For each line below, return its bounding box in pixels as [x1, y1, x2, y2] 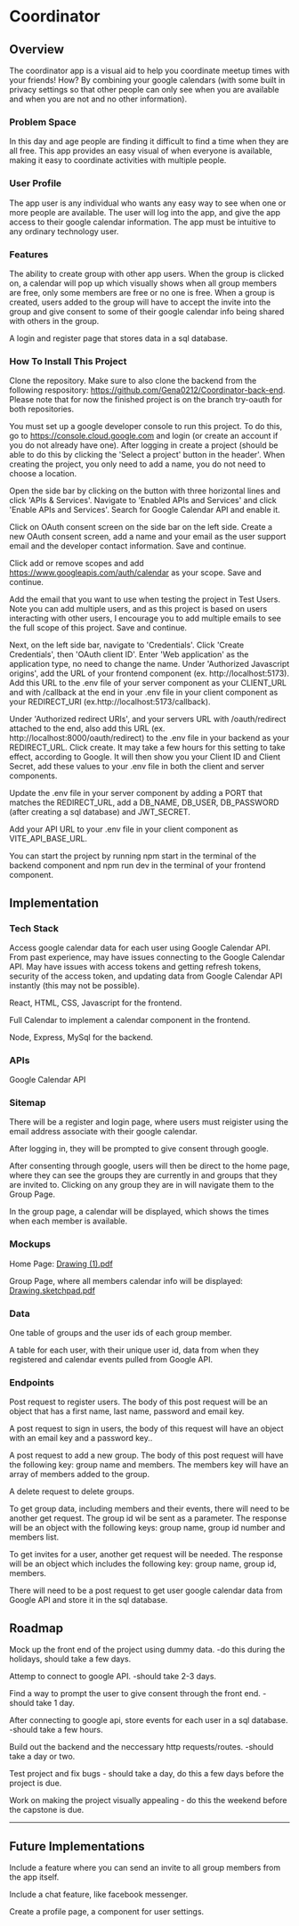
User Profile [9, 177, 62, 190]
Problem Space [9, 116, 77, 128]
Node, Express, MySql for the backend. [9, 1031, 154, 1043]
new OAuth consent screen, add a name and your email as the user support [9, 532, 287, 542]
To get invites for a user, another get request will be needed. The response [9, 1549, 283, 1560]
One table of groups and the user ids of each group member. [9, 1328, 232, 1338]
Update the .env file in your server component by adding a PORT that [9, 788, 263, 799]
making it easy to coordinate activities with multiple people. [9, 155, 227, 166]
